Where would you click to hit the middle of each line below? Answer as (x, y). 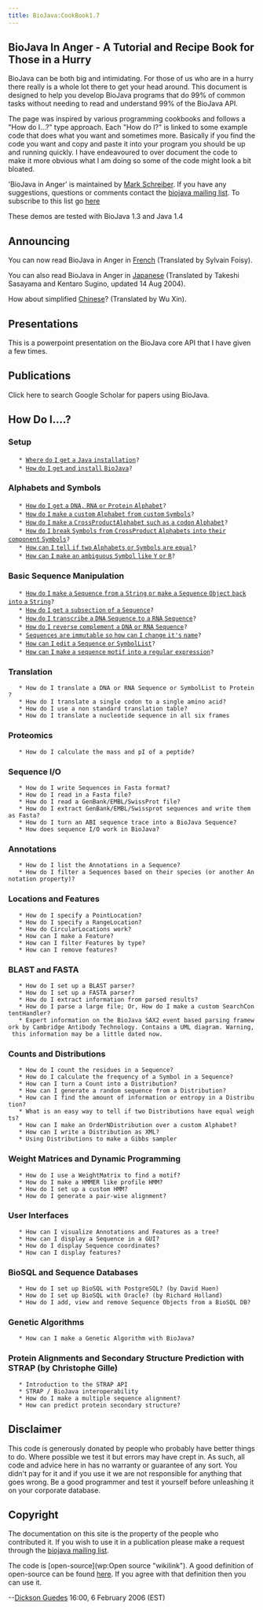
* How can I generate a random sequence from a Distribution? (122, 1091)
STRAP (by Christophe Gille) (63, 1368)
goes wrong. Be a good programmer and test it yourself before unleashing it (131, 1482)
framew (244, 1020)
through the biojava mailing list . (59, 1551)
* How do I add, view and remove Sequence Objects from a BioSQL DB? (135, 1303)
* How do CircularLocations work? (75, 929)
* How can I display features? (70, 1252)
